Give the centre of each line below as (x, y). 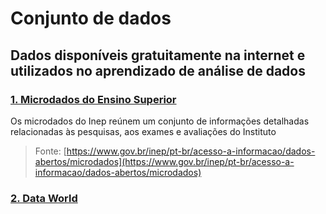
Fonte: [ (50, 151)
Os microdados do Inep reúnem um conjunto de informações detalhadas (160, 121)
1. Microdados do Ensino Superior (93, 99)
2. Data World (44, 198)
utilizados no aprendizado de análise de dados (158, 70)
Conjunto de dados (91, 18)
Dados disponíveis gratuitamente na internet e (158, 55)
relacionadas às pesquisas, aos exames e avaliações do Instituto (143, 131)
